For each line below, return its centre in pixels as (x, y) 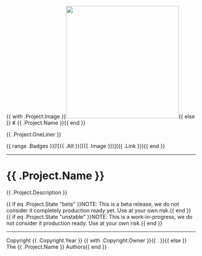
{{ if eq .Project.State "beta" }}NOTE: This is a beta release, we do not (93, 204)
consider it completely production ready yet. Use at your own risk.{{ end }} (99, 210)
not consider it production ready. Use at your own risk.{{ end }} (84, 223)
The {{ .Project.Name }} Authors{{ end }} (57, 246)
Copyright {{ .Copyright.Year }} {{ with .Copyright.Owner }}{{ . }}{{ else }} (97, 240)
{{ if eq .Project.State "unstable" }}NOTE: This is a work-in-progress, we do (99, 216)
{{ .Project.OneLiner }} (34, 134)
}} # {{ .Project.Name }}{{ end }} (46, 123)
